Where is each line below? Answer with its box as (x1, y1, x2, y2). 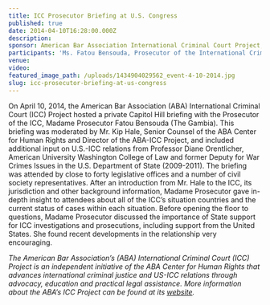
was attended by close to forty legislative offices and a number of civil (8, 169, 241, 179)
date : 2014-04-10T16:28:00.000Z (8, 26, 117, 35)
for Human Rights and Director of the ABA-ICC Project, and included (8, 135, 235, 144)
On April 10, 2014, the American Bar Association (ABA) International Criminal (8, 101, 260, 111)
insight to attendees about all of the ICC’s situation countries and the (29, 194, 256, 205)
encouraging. (8, 238, 53, 247)
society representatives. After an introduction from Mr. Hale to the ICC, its (8, 177, 252, 187)
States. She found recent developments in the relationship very (8, 229, 217, 238)
